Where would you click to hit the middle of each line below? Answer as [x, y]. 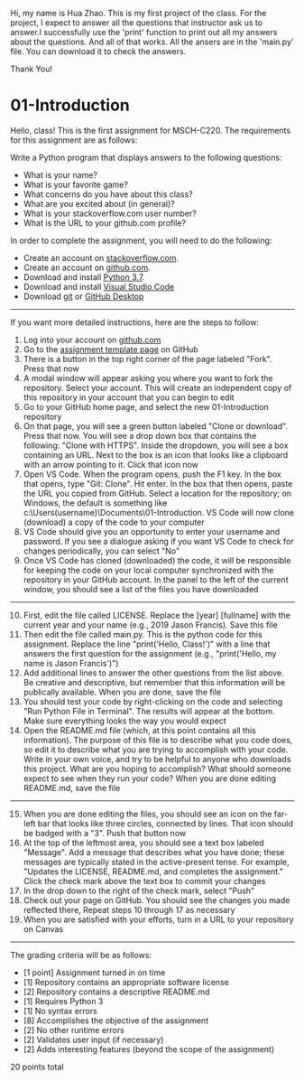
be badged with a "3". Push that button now [105, 833]
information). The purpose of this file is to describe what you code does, [158, 740]
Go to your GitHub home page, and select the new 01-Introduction [146, 406]
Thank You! [32, 69]
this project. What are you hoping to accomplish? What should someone [157, 769]
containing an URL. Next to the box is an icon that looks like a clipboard [156, 454]
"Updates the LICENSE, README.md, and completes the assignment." [153, 871]
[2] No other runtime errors [74, 1030]
